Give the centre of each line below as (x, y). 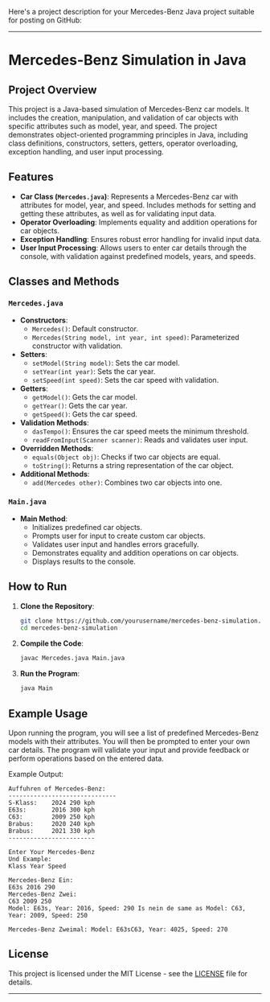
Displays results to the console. (84, 561)
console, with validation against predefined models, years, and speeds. (138, 256)
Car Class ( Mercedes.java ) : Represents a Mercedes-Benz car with (129, 196)
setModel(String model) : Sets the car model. (106, 363)
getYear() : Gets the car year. (80, 405)
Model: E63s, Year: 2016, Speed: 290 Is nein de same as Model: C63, (127, 908)
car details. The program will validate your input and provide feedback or (129, 749)
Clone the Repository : (57, 606)
